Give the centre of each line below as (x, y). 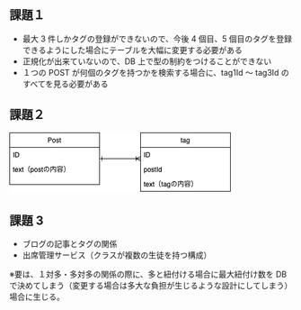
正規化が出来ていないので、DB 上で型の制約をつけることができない (147, 61)
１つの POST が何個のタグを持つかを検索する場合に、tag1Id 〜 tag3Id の (155, 72)
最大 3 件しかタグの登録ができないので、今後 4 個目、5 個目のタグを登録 (157, 39)
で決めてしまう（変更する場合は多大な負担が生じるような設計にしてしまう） (151, 286)
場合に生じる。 (37, 297)
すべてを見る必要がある (65, 84)
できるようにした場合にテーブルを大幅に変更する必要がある (132, 50)
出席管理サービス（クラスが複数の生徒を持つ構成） (117, 255)
